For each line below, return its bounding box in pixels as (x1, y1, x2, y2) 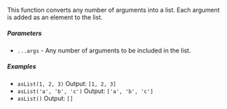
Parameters (7, 29, 42, 37)
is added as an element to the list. (7, 13, 103, 21)
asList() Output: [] (17, 94, 74, 102)
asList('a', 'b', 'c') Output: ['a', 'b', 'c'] (17, 86, 154, 95)
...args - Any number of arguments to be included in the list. (17, 46, 191, 54)
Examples (7, 62, 37, 70)
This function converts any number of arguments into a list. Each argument (7, 6, 220, 14)
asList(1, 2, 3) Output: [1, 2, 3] (17, 79, 117, 88)
